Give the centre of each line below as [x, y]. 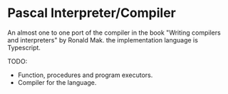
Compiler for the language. [57, 82]
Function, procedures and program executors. [85, 75]
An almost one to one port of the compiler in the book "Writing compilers [114, 33]
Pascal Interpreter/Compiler [92, 13]
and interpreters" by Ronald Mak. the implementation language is [103, 40]
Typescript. [24, 47]
